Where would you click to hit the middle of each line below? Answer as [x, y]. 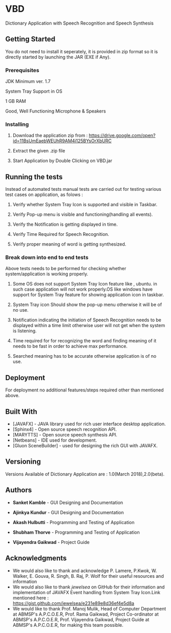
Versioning [23, 462]
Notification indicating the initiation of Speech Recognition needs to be [87, 320]
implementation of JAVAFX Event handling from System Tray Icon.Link [87, 592]
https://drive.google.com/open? [122, 136]
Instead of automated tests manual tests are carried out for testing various [83, 189]
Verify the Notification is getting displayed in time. [65, 224]
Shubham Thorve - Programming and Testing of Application [76, 532]
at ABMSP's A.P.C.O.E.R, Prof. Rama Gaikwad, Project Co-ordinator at [86, 614]
